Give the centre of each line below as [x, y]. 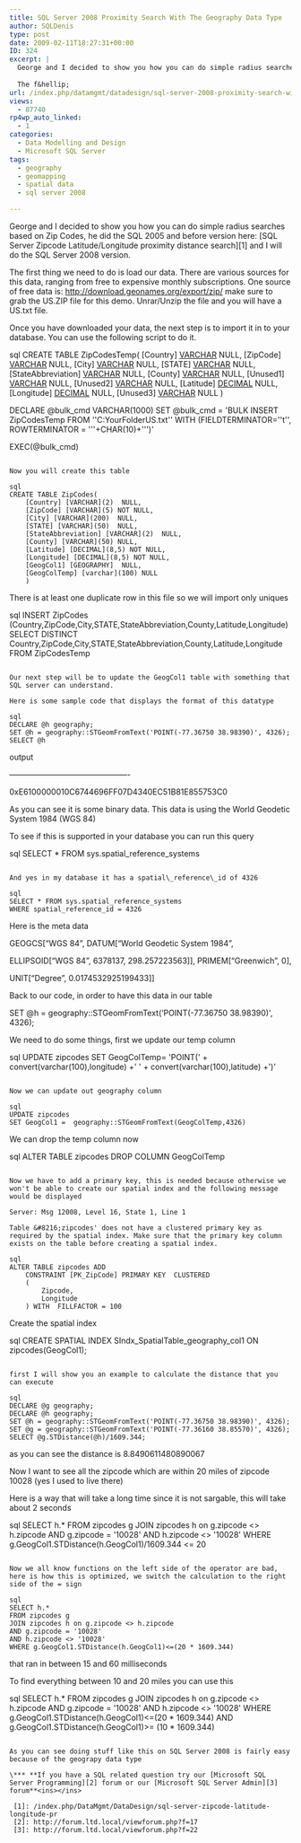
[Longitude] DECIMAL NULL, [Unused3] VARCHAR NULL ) [116, 393]
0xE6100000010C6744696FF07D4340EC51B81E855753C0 [119, 792]
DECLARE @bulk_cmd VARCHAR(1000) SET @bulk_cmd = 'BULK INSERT [144, 410]
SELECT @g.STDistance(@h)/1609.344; [77, 1437]
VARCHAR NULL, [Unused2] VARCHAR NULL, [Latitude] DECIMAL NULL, [144, 383]
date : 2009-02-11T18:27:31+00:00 [72, 43]
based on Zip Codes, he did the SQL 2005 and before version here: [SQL [143, 236]
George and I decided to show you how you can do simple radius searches [147, 226]
